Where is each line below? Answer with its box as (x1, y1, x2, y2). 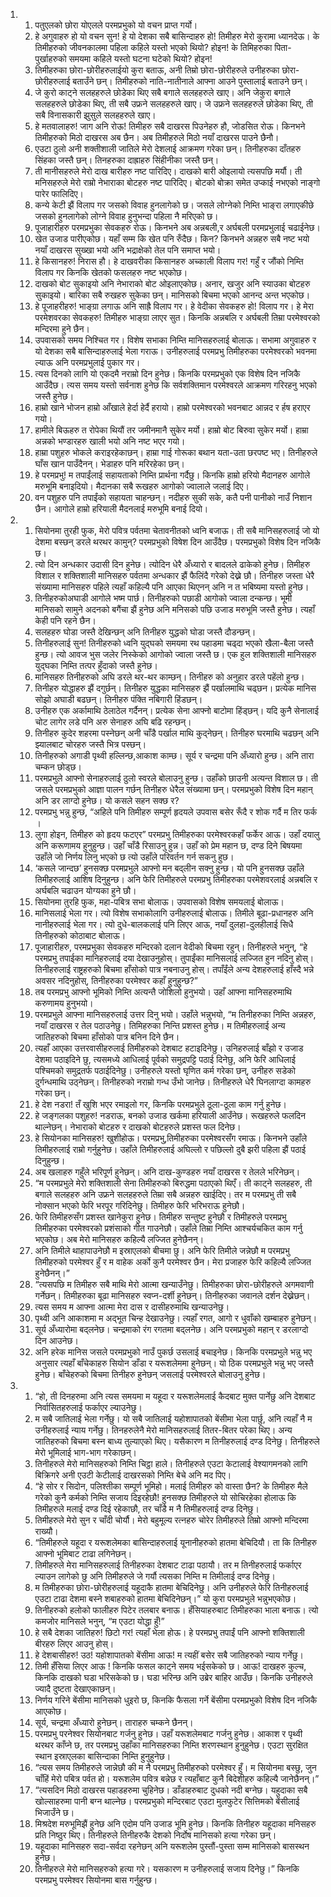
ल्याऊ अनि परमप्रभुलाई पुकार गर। (34, 357, 141, 368)
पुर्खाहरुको (34, 53, 67, 64)
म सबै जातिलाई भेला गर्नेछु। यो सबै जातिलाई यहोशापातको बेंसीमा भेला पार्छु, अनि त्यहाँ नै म (34, 1413, 313, 1424)
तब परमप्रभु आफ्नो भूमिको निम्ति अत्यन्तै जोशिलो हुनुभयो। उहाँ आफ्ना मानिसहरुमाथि (34, 986, 292, 998)
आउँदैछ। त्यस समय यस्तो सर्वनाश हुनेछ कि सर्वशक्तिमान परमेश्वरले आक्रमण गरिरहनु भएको (34, 379, 317, 391)
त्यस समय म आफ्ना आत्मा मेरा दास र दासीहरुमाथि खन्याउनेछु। (34, 1301, 230, 1313)
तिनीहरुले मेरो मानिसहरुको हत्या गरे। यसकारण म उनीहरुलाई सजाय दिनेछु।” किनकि (34, 1863, 300, 1874)
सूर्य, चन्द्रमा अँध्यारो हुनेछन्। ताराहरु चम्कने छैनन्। (34, 1717, 194, 1728)
